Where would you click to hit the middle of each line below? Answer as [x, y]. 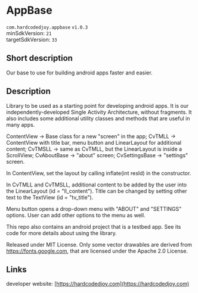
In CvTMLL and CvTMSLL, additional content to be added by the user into [96, 185]
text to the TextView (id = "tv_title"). [50, 197]
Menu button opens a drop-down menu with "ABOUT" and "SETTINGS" [94, 208]
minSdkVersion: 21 [29, 33]
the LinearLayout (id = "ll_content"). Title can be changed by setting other [97, 191]
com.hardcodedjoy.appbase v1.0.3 [47, 27]
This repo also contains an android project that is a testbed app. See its [94, 226]
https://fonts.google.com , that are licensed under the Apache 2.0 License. [97, 251]
